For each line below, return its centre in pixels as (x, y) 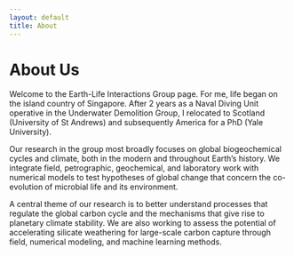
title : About (33, 26)
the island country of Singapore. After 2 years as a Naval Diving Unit (134, 104)
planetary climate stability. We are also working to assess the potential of (143, 223)
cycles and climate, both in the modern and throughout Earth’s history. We (145, 159)
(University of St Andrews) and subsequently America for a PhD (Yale (136, 123)
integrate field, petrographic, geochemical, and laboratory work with (134, 168)
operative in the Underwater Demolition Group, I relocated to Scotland (137, 113)
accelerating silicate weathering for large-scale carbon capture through (140, 233)
